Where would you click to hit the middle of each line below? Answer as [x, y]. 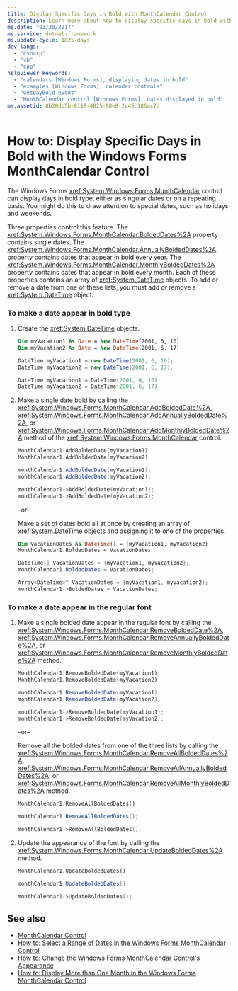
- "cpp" [25, 67]
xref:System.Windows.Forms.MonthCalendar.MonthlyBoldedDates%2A [111, 264]
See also [27, 918]
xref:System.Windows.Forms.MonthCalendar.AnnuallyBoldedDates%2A [112, 249]
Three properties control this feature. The [68, 227]
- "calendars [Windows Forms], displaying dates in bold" [101, 80]
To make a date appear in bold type [69, 313]
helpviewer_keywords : [39, 73]
